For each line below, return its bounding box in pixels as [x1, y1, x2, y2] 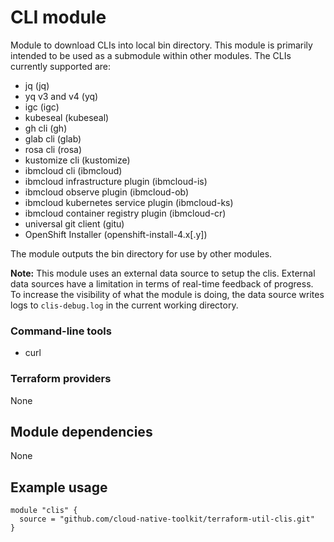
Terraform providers [10, 372, 112, 386]
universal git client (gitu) [24, 217, 125, 230]
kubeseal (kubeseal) [24, 111, 110, 123]
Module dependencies [10, 423, 153, 440]
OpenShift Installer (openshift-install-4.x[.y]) [24, 228, 208, 240]
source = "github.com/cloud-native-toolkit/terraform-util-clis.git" [19, 514, 315, 525]
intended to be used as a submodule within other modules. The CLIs [10, 49, 292, 61]
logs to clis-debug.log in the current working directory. [10, 299, 239, 311]
